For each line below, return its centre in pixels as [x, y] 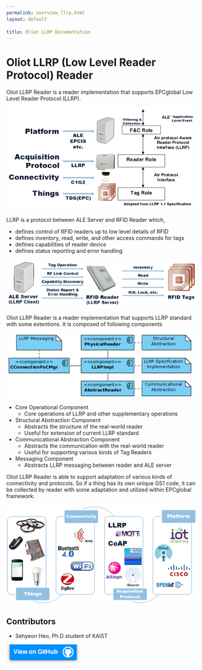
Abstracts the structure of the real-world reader [83, 426]
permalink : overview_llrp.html [46, 13]
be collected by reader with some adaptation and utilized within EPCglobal [99, 489]
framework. [21, 496]
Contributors [31, 621]
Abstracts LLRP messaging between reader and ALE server [98, 465]
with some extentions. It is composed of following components [84, 324]
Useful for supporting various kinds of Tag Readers [88, 452]
